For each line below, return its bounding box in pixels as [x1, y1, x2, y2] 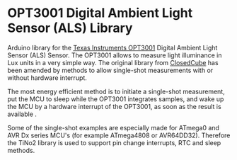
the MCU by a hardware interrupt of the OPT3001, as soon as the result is [7, 102, 221, 110]
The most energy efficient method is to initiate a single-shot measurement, [7, 87, 225, 96]
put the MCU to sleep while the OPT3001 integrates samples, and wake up [7, 94, 224, 103]
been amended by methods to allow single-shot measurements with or [7, 66, 214, 74]
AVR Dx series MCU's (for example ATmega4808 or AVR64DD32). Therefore [7, 131, 231, 139]
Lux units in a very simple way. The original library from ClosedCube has [7, 58, 219, 67]
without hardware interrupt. [7, 73, 87, 82]
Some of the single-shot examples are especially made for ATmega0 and [7, 123, 219, 132]
